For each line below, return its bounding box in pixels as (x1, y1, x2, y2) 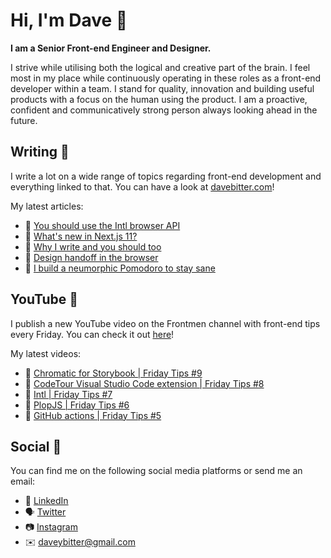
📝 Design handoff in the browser (24, 251, 159, 263)
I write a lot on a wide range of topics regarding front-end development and (10, 170, 322, 182)
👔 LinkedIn (24, 495, 69, 507)
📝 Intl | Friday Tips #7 (24, 388, 113, 400)
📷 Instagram (24, 521, 78, 533)
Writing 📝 (10, 144, 70, 161)
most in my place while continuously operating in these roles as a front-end (10, 72, 322, 84)
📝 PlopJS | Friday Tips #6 (24, 399, 130, 411)
